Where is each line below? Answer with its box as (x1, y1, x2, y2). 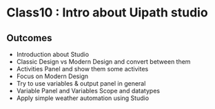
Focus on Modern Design (16, 72, 89, 80)
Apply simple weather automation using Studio (16, 94, 150, 102)
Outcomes (6, 32, 52, 44)
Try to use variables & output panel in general (16, 80, 146, 87)
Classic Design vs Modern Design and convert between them (16, 58, 191, 66)
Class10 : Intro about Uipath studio (6, 5, 208, 21)
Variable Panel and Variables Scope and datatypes (16, 87, 160, 95)
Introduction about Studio (16, 50, 90, 58)
